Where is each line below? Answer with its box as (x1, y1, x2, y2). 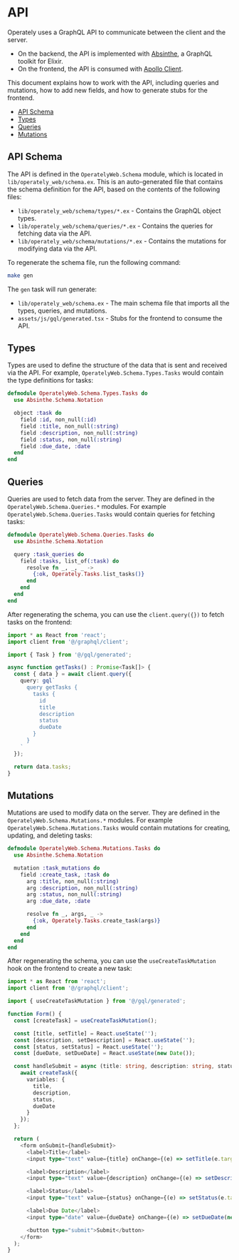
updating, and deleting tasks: (7, 831, 92, 840)
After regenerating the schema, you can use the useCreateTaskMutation (7, 957, 216, 965)
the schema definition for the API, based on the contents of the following (7, 185, 221, 193)
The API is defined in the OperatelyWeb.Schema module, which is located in (7, 169, 223, 178)
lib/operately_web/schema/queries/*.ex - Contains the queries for (17, 221, 213, 230)
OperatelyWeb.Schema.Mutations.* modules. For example (7, 816, 173, 825)
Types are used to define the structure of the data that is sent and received (7, 361, 228, 370)
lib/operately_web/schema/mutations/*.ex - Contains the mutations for (17, 236, 227, 245)
